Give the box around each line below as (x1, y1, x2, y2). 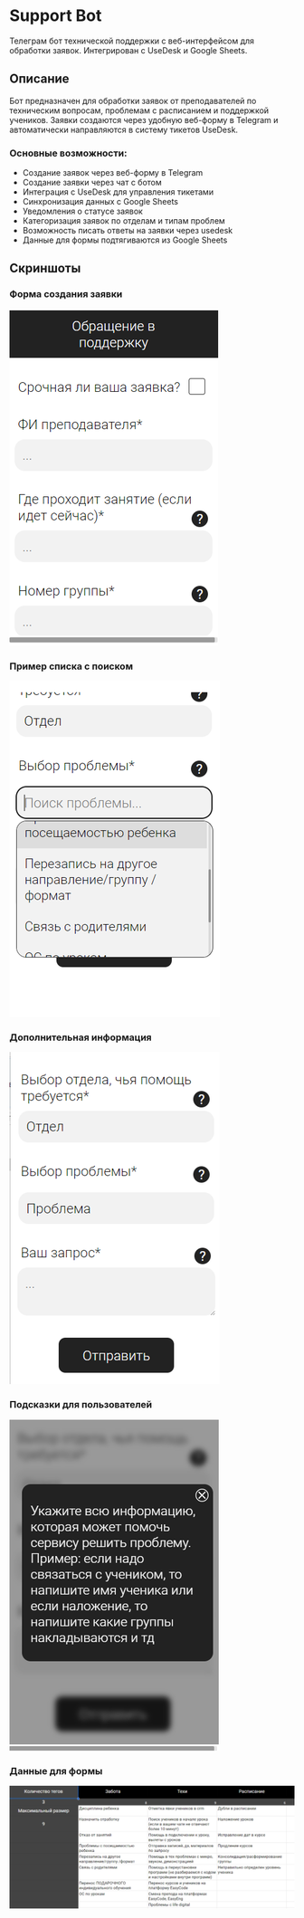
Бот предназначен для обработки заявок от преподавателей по (9, 95, 257, 106)
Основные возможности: (9, 147, 128, 159)
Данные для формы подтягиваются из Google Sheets (22, 234, 228, 245)
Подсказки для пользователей (9, 1398, 153, 1411)
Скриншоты (9, 261, 81, 276)
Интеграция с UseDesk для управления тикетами (22, 186, 214, 197)
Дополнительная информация (9, 1031, 152, 1044)
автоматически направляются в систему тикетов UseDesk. (9, 124, 238, 135)
